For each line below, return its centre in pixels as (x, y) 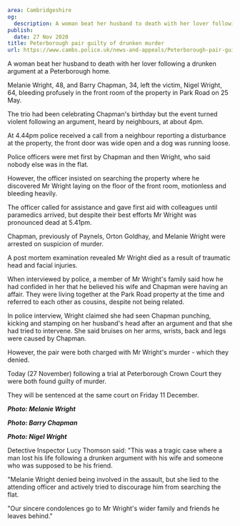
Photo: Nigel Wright (37, 437)
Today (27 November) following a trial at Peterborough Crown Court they (115, 374)
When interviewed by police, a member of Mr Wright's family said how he (115, 279)
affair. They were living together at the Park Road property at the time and (116, 294)
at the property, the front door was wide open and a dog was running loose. (119, 143)
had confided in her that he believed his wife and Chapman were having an (117, 287)
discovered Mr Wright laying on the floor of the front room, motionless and (117, 186)
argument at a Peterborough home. (59, 71)
